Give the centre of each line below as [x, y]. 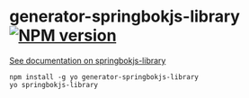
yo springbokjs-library [54, 85]
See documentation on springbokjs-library [88, 60]
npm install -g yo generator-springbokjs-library [104, 77]
